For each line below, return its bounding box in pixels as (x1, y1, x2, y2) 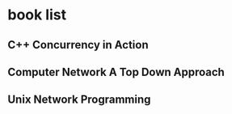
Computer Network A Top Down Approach (7, 65, 226, 78)
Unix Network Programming (7, 93, 151, 107)
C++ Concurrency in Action (7, 38, 149, 52)
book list (7, 6, 66, 24)
